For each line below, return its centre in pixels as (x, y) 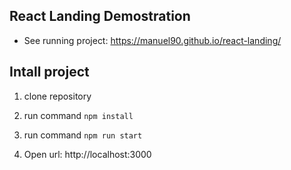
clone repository (57, 96)
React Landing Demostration (100, 16)
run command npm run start (83, 135)
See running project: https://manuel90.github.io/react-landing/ (152, 40)
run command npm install (78, 115)
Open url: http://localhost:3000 (87, 154)
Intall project (49, 72)
